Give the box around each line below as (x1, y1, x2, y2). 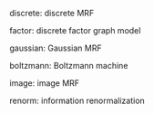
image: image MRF (9, 78, 80, 89)
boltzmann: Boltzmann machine (9, 61, 128, 71)
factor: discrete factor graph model (9, 25, 141, 35)
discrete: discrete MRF (9, 8, 95, 18)
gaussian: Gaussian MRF (9, 42, 102, 53)
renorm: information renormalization (9, 95, 146, 106)
